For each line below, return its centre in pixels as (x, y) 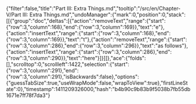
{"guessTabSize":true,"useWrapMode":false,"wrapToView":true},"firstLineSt (97, 83)
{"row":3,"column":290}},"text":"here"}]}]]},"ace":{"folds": (76, 58)
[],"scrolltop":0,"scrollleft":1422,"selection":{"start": (68, 64)
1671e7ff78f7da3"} (28, 95)
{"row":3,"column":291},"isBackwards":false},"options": (73, 77)
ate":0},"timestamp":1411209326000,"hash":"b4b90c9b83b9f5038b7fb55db (98, 89)
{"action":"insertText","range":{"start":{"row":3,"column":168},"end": (88, 33)
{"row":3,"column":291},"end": (42, 70)
